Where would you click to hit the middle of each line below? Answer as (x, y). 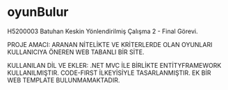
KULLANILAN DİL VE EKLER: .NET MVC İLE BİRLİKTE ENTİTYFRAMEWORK (114, 65)
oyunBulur (38, 12)
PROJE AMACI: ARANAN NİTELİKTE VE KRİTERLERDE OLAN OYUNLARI (110, 44)
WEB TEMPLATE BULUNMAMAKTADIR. (64, 80)
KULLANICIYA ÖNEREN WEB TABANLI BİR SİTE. (76, 52)
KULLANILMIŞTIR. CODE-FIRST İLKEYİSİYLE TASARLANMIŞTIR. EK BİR (109, 73)
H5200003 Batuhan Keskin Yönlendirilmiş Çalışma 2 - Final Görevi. (103, 31)
